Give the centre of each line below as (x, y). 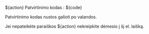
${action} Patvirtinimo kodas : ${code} (44, 8)
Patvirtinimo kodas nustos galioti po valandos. (51, 17)
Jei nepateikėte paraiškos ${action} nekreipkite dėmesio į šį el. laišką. (74, 26)
